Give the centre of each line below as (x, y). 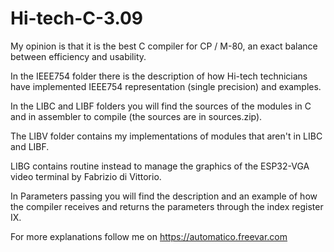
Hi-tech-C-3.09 (77, 18)
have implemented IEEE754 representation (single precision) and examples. (166, 86)
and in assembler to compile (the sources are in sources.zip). (136, 116)
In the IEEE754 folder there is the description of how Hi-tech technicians (159, 76)
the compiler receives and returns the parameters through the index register (167, 206)
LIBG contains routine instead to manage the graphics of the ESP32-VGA (160, 166)
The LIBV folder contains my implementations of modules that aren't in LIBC (166, 136)
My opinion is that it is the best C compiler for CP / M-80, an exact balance (164, 46)
